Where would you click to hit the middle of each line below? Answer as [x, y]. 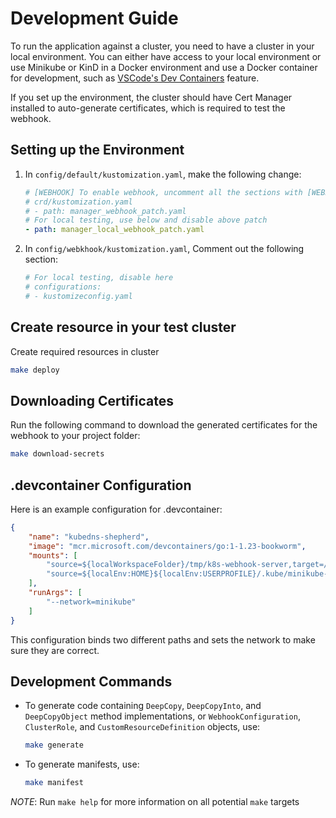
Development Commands [91, 681]
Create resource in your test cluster [123, 327]
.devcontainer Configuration [101, 485]
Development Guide [94, 18]
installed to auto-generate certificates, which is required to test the [148, 108]
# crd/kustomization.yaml [78, 202]
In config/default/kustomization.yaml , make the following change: [163, 174]
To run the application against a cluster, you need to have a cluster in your [162, 46]
